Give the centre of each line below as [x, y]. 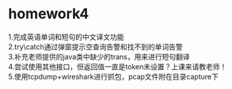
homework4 [49, 14]
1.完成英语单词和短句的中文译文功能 [66, 37]
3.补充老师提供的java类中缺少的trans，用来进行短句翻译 [99, 56]
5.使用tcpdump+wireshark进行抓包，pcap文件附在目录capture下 [114, 76]
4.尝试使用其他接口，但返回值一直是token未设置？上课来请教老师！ [118, 66]
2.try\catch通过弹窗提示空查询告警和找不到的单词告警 [96, 46]
